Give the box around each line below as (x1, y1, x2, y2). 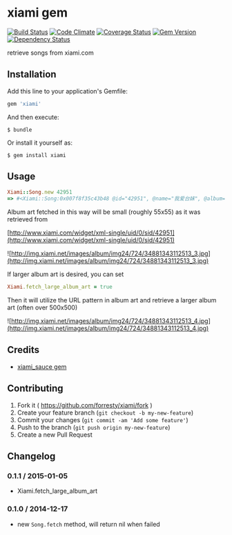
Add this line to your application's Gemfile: (7, 87, 128, 95)
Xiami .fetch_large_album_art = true (7, 284, 113, 291)
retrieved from (7, 215, 48, 224)
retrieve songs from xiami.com (7, 48, 95, 57)
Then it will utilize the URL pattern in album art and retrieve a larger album (7, 296, 217, 305)
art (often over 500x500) (7, 303, 78, 312)
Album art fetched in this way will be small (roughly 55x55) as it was (7, 208, 201, 216)
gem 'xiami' (7, 100, 41, 107)
